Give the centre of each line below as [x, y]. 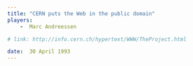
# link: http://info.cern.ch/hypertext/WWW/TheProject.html [97, 39]
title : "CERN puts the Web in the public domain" [81, 14]
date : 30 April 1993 [39, 52]
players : [20, 20]
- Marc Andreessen [48, 26]
